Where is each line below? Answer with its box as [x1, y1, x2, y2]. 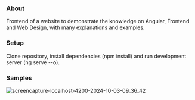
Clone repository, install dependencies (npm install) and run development [6, 52, 187, 60]
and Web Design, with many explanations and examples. [6, 24, 145, 31]
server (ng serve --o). [6, 58, 60, 66]
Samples [6, 73, 32, 82]
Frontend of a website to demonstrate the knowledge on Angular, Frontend [6, 18, 190, 25]
